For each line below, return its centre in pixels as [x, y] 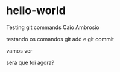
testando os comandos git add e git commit [60, 39]
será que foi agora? [30, 62]
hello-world [36, 11]
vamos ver [19, 51]
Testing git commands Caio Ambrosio [53, 27]
